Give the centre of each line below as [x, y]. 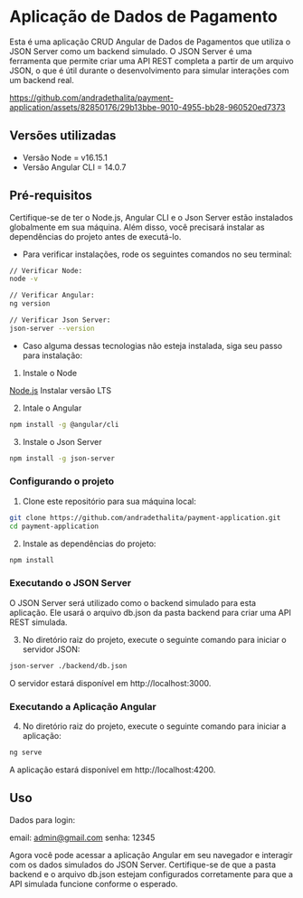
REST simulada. [38, 622]
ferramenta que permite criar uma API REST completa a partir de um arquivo [151, 61]
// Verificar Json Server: [60, 320]
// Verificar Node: [46, 270]
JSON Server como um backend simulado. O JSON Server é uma [131, 51]
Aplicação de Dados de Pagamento [143, 17]
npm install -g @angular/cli [64, 424]
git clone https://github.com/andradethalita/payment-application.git [145, 517]
